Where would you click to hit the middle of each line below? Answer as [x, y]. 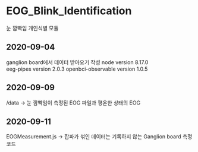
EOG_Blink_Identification [69, 11]
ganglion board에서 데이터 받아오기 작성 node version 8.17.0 [77, 62]
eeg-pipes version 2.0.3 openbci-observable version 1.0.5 [77, 69]
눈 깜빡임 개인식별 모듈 [32, 28]
